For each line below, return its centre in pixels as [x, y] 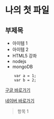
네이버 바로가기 [20, 101]
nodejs [19, 61]
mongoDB [23, 66]
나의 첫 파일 [27, 10]
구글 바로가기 [18, 90]
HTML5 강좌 [25, 56]
